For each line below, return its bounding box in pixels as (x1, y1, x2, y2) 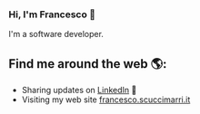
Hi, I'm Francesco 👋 (8, 8, 96, 21)
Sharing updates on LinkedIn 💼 (21, 85, 137, 96)
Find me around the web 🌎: (8, 56, 167, 71)
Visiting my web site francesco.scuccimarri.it (21, 94, 191, 105)
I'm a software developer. (8, 29, 104, 40)
